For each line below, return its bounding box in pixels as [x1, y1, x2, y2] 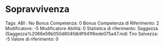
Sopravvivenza [5, 3, 69, 15]
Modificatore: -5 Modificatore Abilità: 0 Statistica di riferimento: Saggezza [5, 25, 158, 31]
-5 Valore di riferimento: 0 [5, 36, 59, 42]
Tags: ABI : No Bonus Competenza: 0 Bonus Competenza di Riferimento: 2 [5, 20, 159, 26]
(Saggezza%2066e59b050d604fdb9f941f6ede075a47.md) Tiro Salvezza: [5, 30, 158, 36]
